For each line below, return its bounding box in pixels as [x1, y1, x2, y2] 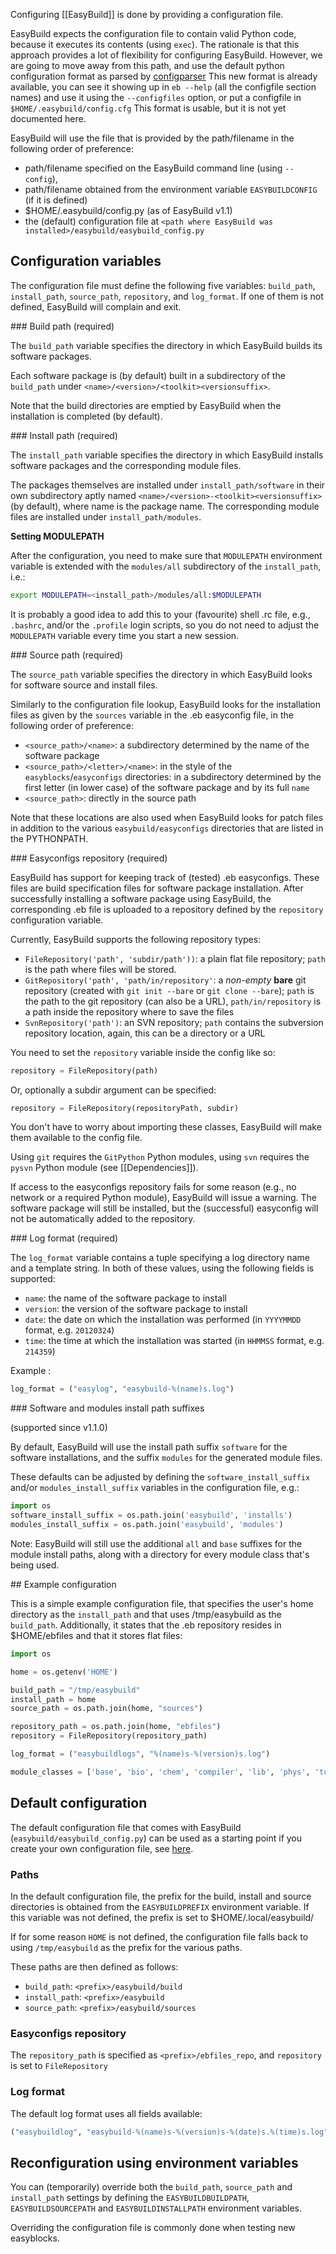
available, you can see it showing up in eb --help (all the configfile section [10, 81, 317, 93]
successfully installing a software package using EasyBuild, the [10, 892, 272, 904]
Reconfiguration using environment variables [10, 2154, 299, 2171]
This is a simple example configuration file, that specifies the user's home [10, 1597, 314, 1609]
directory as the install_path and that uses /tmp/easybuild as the [10, 1608, 282, 1620]
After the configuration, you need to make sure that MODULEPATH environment [10, 549, 323, 561]
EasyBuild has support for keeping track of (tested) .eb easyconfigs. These [10, 871, 320, 883]
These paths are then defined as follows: [10, 1960, 179, 1973]
